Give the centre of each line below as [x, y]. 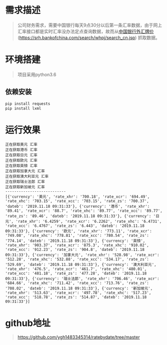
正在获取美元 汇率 [21, 145]
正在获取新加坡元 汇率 [25, 187]
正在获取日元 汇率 [21, 155]
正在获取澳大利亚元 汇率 [27, 177]
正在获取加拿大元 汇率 [25, 171]
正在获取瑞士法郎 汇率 [25, 182]
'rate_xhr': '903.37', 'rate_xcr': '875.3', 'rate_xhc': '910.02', [77, 245]
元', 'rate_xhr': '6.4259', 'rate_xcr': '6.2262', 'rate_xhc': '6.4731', [83, 222]
